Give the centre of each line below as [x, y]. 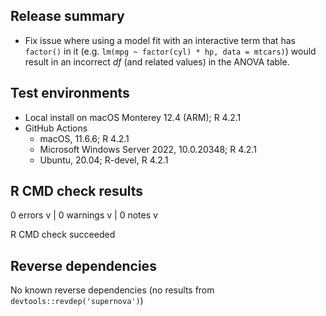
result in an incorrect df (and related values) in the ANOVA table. [157, 61]
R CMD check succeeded [63, 235]
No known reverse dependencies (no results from [112, 290]
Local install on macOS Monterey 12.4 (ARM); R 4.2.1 [133, 117]
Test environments [70, 93]
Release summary [67, 16]
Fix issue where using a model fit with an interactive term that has [160, 40]
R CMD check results [77, 191]
